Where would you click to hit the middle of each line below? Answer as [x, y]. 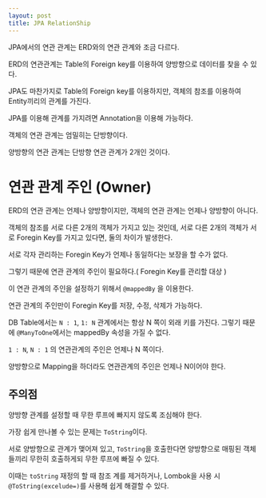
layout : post [30, 16]
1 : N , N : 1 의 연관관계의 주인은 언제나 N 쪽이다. [86, 349]
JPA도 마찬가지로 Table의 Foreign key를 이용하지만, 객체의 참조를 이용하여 [125, 91]
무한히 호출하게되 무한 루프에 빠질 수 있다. [94, 459]
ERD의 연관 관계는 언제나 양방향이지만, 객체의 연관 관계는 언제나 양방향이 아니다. [133, 211]
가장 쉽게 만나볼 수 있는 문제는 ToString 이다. [78, 432]
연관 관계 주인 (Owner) [80, 187]
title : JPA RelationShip [50, 23]
